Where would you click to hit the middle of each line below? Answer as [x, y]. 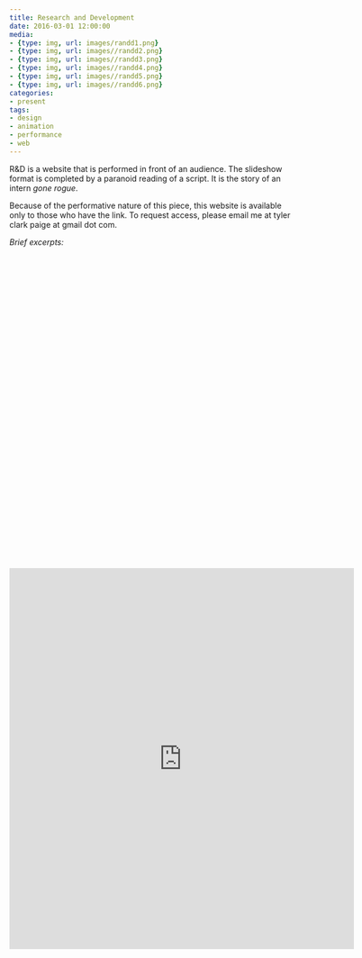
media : [22, 34]
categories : [32, 93]
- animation [32, 127]
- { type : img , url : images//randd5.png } [86, 77]
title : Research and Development [72, 18]
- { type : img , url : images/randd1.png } [84, 43]
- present [28, 101]
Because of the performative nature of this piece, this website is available [145, 205]
